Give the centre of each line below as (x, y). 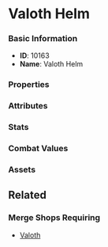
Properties (29, 85)
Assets (22, 169)
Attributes (28, 106)
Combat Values (38, 149)
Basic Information (43, 39)
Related (28, 195)
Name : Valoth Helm (51, 64)
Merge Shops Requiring (54, 218)
